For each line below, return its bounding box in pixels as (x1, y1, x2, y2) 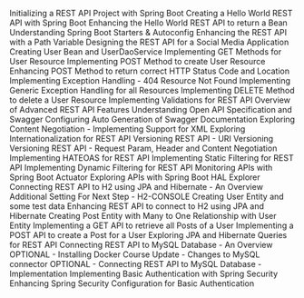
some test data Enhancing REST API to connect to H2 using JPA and (9, 201, 265, 212)
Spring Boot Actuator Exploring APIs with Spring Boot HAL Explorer (9, 172, 260, 183)
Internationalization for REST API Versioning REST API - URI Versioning (9, 134, 274, 144)
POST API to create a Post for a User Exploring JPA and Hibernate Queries (9, 230, 288, 240)
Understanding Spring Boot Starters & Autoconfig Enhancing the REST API (9, 27, 288, 37)
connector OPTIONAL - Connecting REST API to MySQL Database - (9, 259, 262, 269)
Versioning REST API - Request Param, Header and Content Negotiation (9, 143, 278, 154)
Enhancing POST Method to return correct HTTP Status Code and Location (9, 65, 290, 76)
